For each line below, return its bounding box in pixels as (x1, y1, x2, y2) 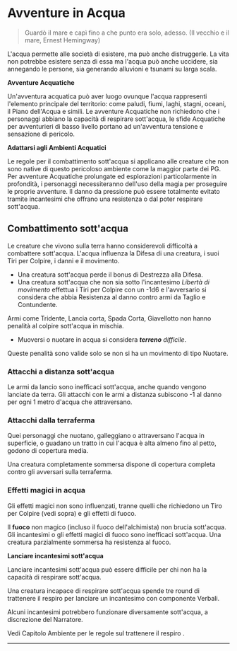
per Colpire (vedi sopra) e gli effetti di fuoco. (7, 509, 137, 517)
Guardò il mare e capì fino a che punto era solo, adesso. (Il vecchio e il (24, 28, 229, 37)
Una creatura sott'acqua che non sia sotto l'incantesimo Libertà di (17, 277, 210, 286)
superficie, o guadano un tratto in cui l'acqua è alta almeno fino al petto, (7, 439, 217, 447)
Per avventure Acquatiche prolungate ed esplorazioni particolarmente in (7, 172, 217, 180)
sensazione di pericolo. (7, 129, 75, 138)
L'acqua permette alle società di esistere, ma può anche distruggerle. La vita (7, 50, 229, 58)
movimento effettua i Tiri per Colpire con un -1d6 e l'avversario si (17, 285, 207, 294)
